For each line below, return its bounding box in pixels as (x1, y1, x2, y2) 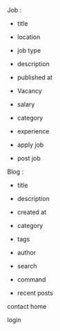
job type (17, 47, 41, 54)
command (17, 275, 46, 284)
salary (17, 100, 35, 108)
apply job (17, 140, 44, 149)
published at (17, 73, 53, 81)
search (17, 262, 37, 270)
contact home (7, 302, 47, 310)
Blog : (7, 168, 24, 176)
